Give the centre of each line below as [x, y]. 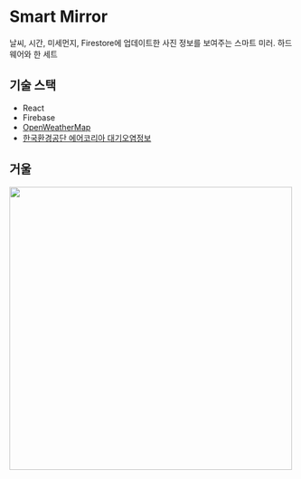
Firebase [39, 117]
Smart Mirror [59, 17]
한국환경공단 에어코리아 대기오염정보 [87, 138]
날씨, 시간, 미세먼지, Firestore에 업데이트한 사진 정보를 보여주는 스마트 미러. [142, 43]
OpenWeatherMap [56, 127]
